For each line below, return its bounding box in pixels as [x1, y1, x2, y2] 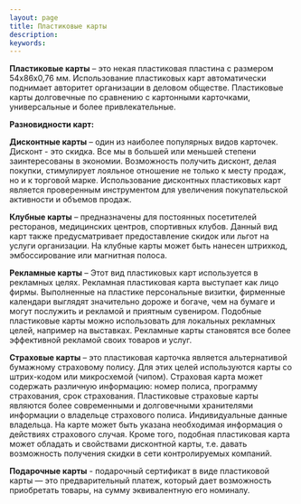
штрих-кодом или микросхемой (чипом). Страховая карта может [9, 371, 264, 382]
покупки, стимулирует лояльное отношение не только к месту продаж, [9, 165, 287, 176]
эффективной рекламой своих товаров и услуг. [9, 335, 193, 346]
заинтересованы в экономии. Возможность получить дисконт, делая [9, 155, 277, 167]
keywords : [9, 38, 47, 48]
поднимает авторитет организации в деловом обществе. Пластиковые [9, 82, 284, 93]
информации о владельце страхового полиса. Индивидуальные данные [9, 410, 287, 421]
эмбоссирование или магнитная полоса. [9, 250, 167, 261]
